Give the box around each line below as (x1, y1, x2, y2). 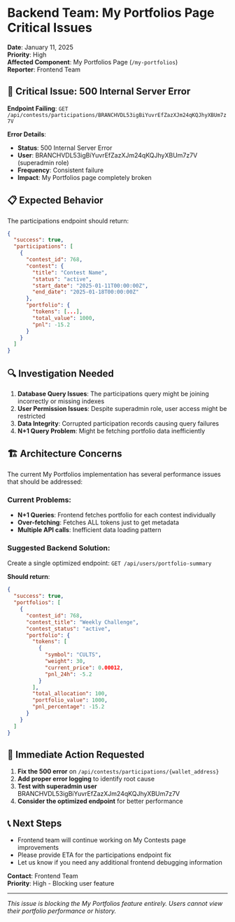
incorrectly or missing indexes (17, 397, 105, 405)
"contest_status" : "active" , (25, 625, 111, 632)
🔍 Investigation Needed (7, 368, 114, 379)
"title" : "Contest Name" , (32, 269, 108, 276)
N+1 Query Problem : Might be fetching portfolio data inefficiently (17, 427, 206, 435)
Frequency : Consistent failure (17, 166, 104, 174)
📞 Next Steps (7, 817, 62, 829)
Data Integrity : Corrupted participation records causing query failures (17, 419, 219, 428)
